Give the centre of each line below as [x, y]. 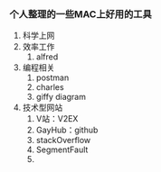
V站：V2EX [57, 119]
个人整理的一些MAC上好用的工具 [80, 14]
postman [52, 77]
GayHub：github [67, 130]
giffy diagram [61, 97]
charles [50, 87]
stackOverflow [63, 140]
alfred [47, 57]
